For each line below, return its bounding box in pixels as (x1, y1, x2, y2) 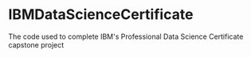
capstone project (8, 40, 65, 49)
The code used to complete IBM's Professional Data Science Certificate (8, 32, 244, 41)
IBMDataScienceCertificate (8, 6, 194, 24)
